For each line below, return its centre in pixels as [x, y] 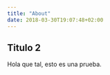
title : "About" [29, 13]
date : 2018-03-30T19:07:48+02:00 [55, 20]
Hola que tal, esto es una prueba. [54, 64]
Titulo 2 [24, 48]
